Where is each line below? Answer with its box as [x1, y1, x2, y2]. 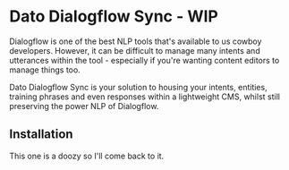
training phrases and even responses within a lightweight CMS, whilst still [9, 91, 280, 102]
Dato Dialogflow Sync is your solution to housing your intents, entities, [9, 81, 268, 92]
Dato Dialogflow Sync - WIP [9, 6, 219, 27]
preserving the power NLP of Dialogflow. [9, 100, 159, 111]
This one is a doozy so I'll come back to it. [9, 150, 165, 161]
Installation [9, 127, 73, 142]
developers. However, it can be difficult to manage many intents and [9, 45, 261, 55]
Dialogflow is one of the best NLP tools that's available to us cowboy [9, 36, 262, 47]
